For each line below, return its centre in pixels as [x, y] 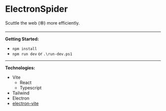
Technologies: [20, 68]
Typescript [31, 87]
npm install [24, 49]
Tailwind [21, 93]
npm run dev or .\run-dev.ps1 [42, 54]
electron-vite [25, 103]
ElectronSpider [37, 9]
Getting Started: [22, 39]
